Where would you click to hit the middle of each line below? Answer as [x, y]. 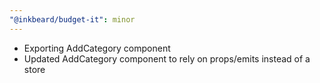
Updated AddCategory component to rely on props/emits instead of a [167, 58]
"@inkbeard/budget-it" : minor [72, 19]
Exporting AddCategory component [97, 48]
